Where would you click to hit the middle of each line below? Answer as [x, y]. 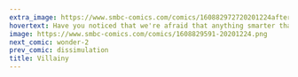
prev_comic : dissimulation [59, 50]
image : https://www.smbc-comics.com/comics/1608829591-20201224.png [138, 34]
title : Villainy [39, 58]
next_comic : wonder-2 [49, 42]
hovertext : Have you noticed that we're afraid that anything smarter [142, 26]
